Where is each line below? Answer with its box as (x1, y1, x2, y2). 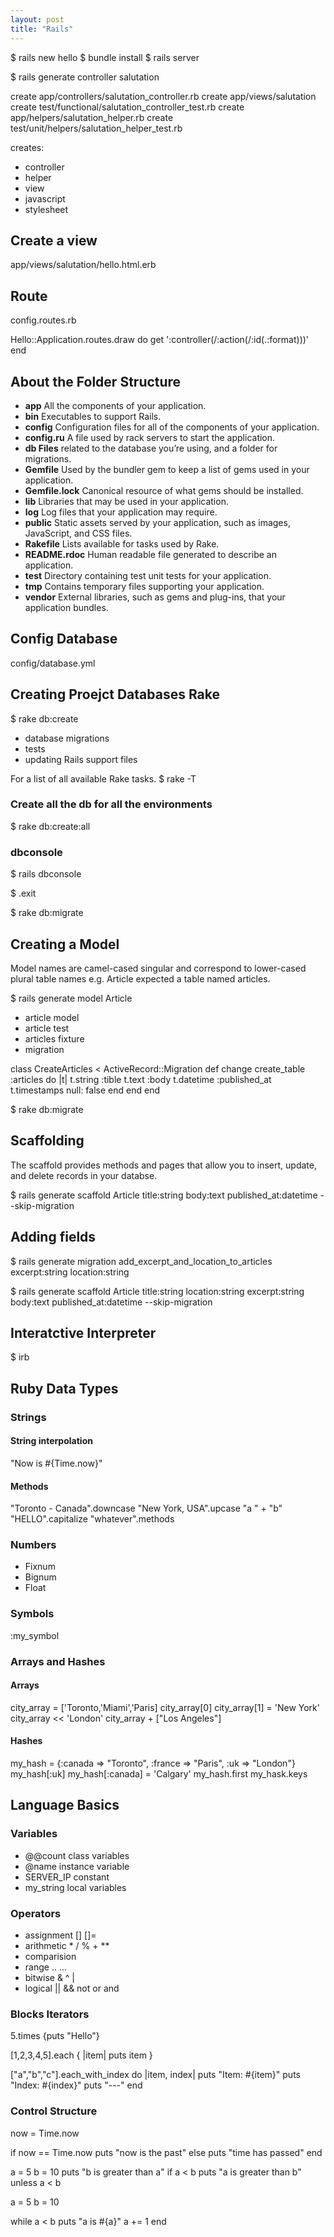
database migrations (24, 732, 110, 744)
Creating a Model (10, 936, 120, 953)
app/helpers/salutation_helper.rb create (10, 111, 174, 123)
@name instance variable (24, 1860, 130, 1872)
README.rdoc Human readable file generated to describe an (24, 548, 277, 560)
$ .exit (10, 887, 37, 900)
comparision (24, 1951, 77, 1963)
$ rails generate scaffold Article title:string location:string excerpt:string (10, 1285, 305, 1297)
